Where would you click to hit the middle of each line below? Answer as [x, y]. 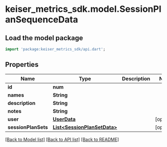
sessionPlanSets [28, 127]
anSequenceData [42, 20]
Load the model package [44, 38]
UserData [64, 119]
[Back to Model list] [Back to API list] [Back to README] [62, 139]
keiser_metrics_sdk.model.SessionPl [83, 9]
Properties [22, 65]
